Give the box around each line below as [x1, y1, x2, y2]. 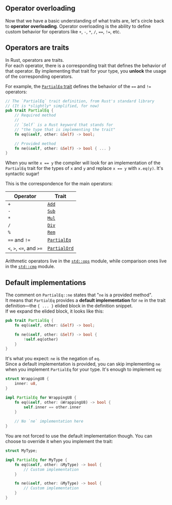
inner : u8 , [14, 381, 38, 386]
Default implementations [5, 278, 86, 287]
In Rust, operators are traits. [5, 57, 64, 63]
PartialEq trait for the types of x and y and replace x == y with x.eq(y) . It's [5, 165, 164, 171]
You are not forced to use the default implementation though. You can [5, 433, 153, 439]
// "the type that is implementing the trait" [14, 127, 116, 132]
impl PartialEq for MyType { [5, 457, 68, 463]
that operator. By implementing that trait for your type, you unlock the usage [5, 68, 166, 74]
